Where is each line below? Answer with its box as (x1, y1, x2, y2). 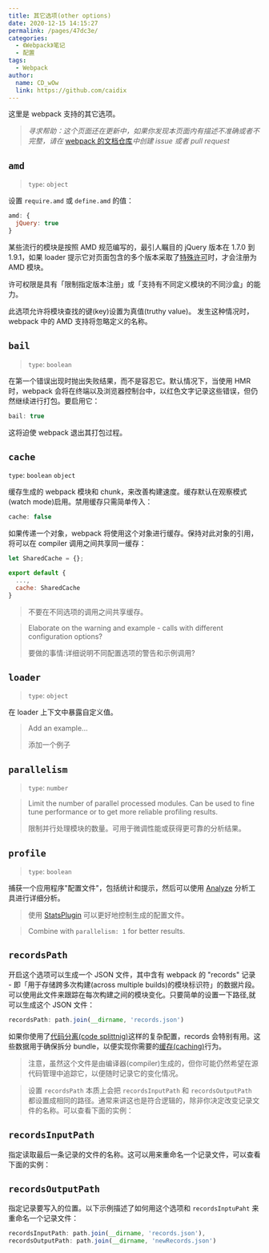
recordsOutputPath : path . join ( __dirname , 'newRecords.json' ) (8, 1237, 217, 1245)
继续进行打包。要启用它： (14, 396, 100, 406)
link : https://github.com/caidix (15, 86, 127, 95)
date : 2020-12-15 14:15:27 (8, 19, 98, 27)
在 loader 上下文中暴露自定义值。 (8, 707, 118, 717)
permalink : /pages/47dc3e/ (8, 26, 98, 34)
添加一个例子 (27, 740, 70, 750)
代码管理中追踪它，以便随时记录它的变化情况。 (27, 1068, 183, 1078)
